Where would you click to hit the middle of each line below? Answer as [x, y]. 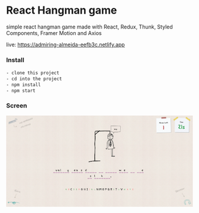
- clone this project [33, 73]
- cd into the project [34, 79]
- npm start [21, 91]
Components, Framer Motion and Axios [54, 33]
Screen [17, 106]
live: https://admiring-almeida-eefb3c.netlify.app [66, 44]
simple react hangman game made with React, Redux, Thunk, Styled [89, 27]
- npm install [24, 85]
